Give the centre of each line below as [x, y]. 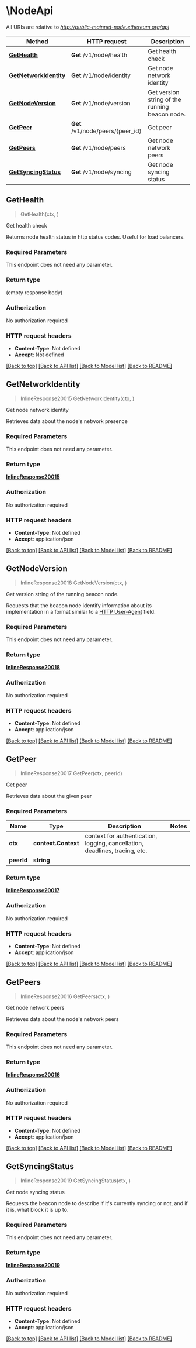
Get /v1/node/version [101, 103]
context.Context [56, 844]
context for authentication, [121, 836]
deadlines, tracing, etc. [116, 851]
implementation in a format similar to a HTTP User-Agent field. [81, 611]
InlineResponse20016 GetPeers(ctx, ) [65, 996]
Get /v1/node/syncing [101, 172]
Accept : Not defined [39, 355]
